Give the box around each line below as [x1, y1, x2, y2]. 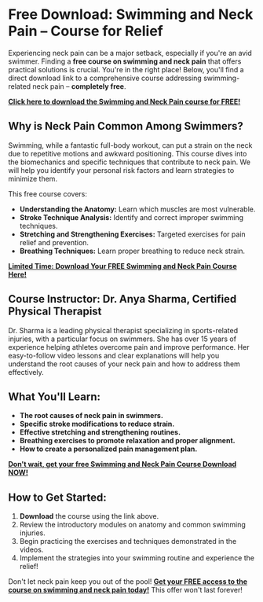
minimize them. [8, 174, 57, 183]
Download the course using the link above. [19, 512, 159, 521]
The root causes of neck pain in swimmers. [19, 411, 163, 420]
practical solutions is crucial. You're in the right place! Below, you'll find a [8, 64, 245, 74]
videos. [19, 545, 44, 555]
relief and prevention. [19, 237, 89, 247]
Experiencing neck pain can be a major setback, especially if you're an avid [8, 48, 253, 57]
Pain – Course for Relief [8, 22, 163, 40]
